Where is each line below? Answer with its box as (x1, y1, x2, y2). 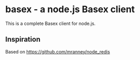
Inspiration (5, 35, 41, 44)
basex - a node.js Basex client (5, 4, 135, 15)
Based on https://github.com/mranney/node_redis (5, 48, 110, 54)
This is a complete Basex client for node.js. (5, 20, 96, 26)
